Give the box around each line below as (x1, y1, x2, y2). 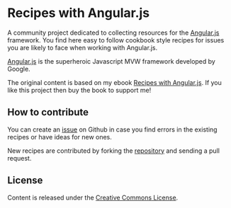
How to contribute (7, 106, 89, 118)
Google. (7, 64, 30, 73)
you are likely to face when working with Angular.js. (7, 43, 158, 52)
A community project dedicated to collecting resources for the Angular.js (7, 28, 220, 37)
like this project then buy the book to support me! (7, 86, 152, 94)
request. (7, 154, 32, 162)
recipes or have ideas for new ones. (7, 132, 112, 141)
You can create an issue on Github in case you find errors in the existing (7, 125, 218, 134)
